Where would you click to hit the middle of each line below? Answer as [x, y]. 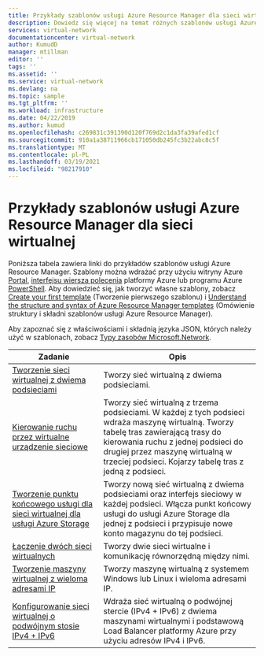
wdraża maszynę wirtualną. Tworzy [169, 422]
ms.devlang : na [33, 89]
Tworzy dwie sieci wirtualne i [157, 546]
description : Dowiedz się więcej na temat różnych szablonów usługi [123, 23]
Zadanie [54, 357]
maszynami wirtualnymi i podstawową [174, 621]
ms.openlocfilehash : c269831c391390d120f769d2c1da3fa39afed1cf [114, 132]
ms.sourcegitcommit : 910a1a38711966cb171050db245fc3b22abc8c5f [114, 140]
